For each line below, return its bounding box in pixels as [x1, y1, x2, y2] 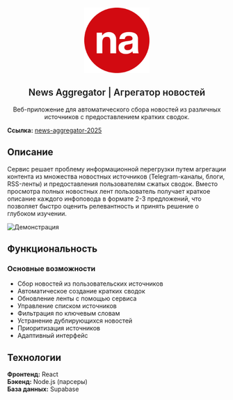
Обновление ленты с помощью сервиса [17, 294, 137, 303]
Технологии [7, 351, 61, 363]
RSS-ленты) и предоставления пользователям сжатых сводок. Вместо [7, 179, 218, 188]
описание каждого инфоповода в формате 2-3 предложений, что [7, 194, 202, 203]
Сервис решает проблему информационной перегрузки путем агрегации [7, 164, 226, 173]
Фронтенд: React [7, 370, 59, 378]
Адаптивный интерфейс [17, 332, 88, 340]
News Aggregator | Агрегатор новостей [28, 86, 206, 98]
